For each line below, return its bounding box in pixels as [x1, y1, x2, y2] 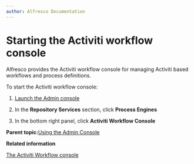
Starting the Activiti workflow [6, 33, 153, 47]
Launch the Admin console [14, 94, 80, 101]
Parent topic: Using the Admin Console [6, 128, 100, 135]
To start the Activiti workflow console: [6, 83, 98, 90]
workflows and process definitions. [6, 71, 91, 79]
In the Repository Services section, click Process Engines [14, 106, 158, 113]
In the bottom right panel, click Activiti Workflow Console [14, 117, 156, 124]
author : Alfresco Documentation [6, 8, 85, 15]
